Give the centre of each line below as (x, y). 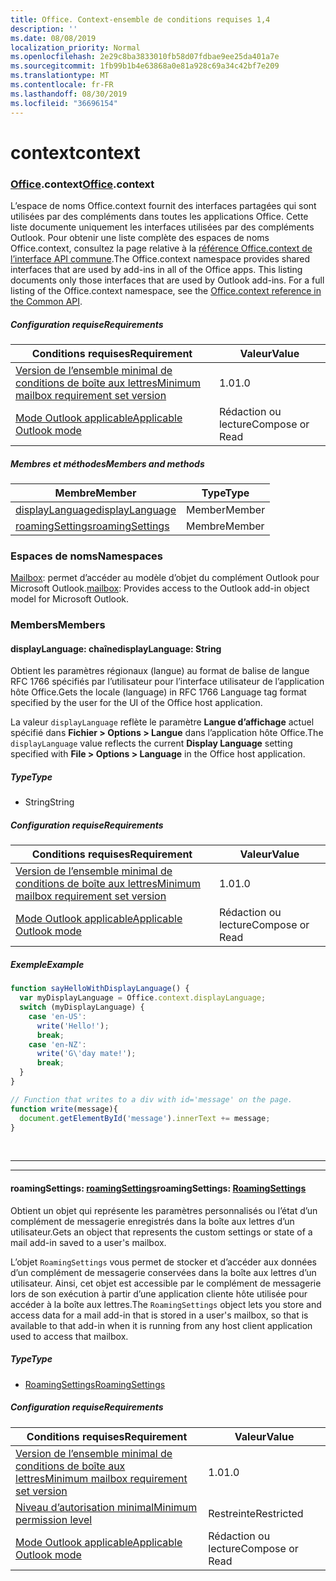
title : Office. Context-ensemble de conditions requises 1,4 (140, 19)
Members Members (58, 625)
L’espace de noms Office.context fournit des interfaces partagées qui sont (163, 205)
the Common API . (46, 301)
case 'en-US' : (57, 1016)
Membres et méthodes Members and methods (107, 463)
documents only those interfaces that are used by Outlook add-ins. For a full (167, 280)
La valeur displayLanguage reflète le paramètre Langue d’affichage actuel (162, 722)
